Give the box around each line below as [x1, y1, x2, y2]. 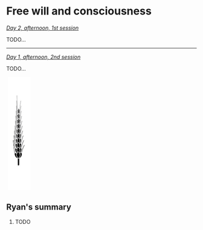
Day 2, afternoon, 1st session [6, 24, 79, 31]
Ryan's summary [6, 202, 71, 212]
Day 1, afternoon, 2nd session [6, 53, 81, 60]
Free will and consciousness [6, 4, 152, 18]
